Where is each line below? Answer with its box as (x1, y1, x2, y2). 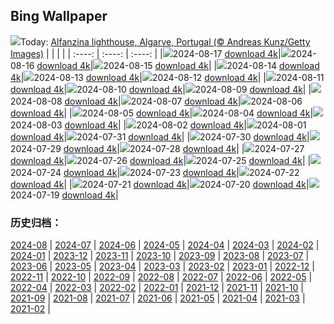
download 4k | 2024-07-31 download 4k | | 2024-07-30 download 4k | (10, 130, 310, 143)
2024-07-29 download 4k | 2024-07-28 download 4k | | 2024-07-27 (10, 142, 305, 154)
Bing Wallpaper (10, 8, 108, 25)
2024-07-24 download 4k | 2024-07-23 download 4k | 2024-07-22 (10, 166, 300, 178)
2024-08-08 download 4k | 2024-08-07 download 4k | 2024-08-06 (10, 95, 303, 107)
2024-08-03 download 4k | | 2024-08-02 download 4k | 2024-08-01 (10, 119, 307, 131)
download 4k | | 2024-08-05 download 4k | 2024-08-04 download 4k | (10, 107, 314, 119)
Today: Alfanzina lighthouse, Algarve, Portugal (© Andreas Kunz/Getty (20, 35, 311, 48)
